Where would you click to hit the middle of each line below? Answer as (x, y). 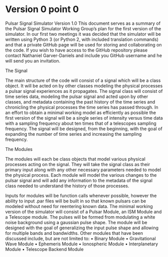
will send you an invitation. (33, 61)
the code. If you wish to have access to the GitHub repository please (76, 50)
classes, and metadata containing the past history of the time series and (80, 101)
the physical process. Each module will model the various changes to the (81, 175)
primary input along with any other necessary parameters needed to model (83, 170)
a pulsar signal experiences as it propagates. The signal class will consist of (84, 91)
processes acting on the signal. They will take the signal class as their (78, 164)
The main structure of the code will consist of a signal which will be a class (83, 80)
